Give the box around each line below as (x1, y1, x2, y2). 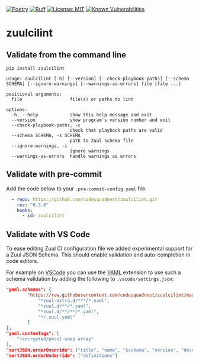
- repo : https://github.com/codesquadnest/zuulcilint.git (11, 196, 158, 202)
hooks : (17, 207, 33, 213)
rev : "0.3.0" (17, 201, 49, 208)
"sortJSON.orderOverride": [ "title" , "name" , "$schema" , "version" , (6, 347, 179, 353)
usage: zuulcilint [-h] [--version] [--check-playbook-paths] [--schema (6, 76, 190, 82)
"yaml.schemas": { (6, 287, 52, 292)
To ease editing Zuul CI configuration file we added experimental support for (6, 245, 193, 252)
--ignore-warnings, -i (11, 143, 68, 149)
